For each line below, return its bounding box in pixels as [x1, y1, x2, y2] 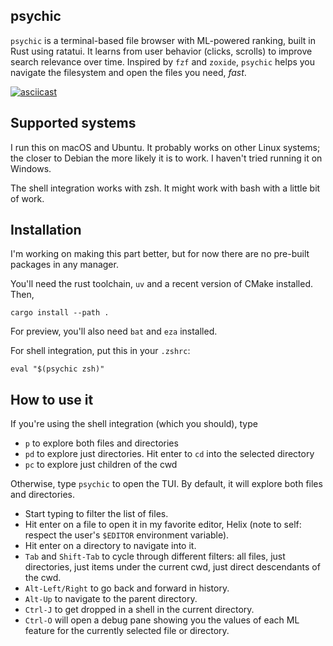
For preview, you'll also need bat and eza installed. [10, 325, 218, 338]
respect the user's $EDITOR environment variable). [24, 529, 230, 541]
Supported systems [10, 115, 137, 132]
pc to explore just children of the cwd [24, 459, 178, 471]
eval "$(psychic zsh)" [10, 364, 105, 374]
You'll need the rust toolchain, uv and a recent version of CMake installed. [10, 278, 314, 290]
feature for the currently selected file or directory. [24, 625, 230, 637]
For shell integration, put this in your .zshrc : [10, 345, 191, 357]
